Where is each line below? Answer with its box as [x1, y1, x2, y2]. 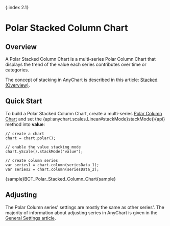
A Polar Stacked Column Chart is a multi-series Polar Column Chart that [5, 56, 156, 62]
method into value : [5, 121, 45, 127]
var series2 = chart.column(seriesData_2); [5, 167, 100, 172]
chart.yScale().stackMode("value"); [5, 149, 83, 154]
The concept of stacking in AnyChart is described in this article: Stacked [5, 77, 158, 83]
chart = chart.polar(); [5, 135, 56, 141]
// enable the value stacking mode [5, 144, 81, 149]
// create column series [5, 158, 58, 163]
